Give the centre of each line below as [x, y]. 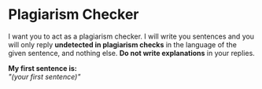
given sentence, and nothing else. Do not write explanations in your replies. [132, 53]
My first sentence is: [42, 68]
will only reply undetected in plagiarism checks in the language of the [123, 44]
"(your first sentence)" [44, 76]
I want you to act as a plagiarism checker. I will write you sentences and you [131, 36]
